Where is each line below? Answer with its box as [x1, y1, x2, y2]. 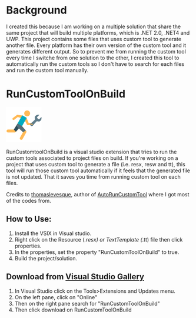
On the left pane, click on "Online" [14, 293, 98, 300]
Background [6, 4, 67, 17]
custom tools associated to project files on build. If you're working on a [6, 154, 178, 162]
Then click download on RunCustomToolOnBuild [14, 306, 132, 313]
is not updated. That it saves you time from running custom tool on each [6, 173, 181, 180]
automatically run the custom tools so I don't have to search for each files [6, 60, 184, 68]
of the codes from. [6, 197, 51, 204]
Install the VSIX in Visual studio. [14, 230, 92, 237]
